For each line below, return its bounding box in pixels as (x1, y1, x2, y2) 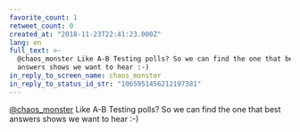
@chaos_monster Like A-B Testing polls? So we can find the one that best (9, 103, 281, 114)
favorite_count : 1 (9, 12, 78, 22)
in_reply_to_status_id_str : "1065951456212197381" (9, 79, 202, 88)
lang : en (9, 37, 42, 47)
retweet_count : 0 (9, 21, 74, 30)
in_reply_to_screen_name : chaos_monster (9, 71, 162, 80)
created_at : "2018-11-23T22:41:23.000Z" (9, 29, 162, 38)
